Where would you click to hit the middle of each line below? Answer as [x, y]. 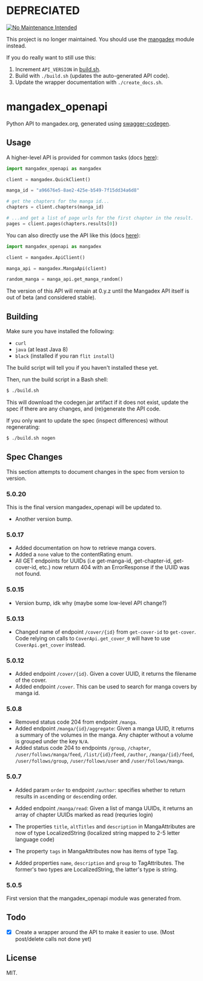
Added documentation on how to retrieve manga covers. [85, 548]
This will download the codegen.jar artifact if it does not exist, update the [98, 402]
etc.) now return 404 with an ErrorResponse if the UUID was [114, 567]
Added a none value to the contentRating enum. [74, 555]
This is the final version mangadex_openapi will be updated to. [84, 507]
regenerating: [23, 427]
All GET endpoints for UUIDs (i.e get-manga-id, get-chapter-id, [94, 561]
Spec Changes [35, 457]
